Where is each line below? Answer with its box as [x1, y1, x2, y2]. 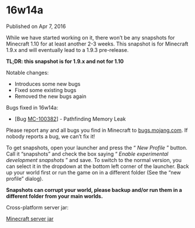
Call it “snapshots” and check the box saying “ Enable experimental [6, 150, 169, 157]
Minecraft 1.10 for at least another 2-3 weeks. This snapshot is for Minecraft [6, 40, 189, 47]
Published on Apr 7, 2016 [6, 23, 66, 30]
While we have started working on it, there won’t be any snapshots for [6, 34, 175, 41]
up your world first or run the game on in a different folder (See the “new [6, 169, 182, 176]
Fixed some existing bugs [14, 86, 77, 93]
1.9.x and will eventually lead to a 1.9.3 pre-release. [6, 46, 129, 53]
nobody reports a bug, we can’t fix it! [6, 132, 95, 140]
